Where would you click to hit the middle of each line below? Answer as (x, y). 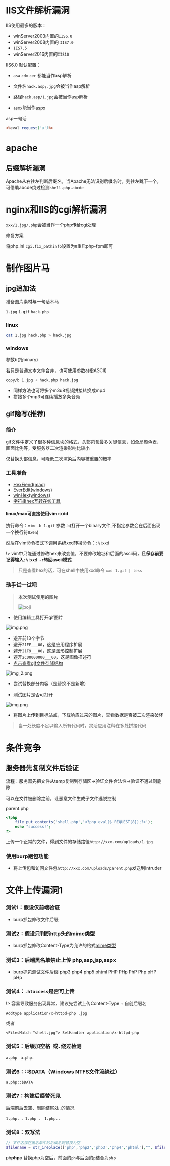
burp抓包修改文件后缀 (36, 919)
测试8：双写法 (23, 1132)
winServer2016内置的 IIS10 (41, 54)
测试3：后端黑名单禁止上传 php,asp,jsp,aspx (61, 960)
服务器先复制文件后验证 (42, 768)
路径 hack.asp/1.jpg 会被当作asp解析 (50, 97)
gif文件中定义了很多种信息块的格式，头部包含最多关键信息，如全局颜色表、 (84, 442)
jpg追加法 (21, 288)
